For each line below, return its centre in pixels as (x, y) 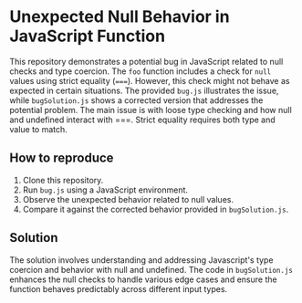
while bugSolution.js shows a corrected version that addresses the (136, 100)
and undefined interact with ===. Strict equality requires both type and (142, 120)
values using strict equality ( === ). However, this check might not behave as (150, 80)
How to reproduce (62, 158)
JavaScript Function (88, 36)
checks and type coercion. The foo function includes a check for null (141, 71)
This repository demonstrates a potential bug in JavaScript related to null (146, 61)
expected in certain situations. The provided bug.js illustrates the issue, (144, 90)
